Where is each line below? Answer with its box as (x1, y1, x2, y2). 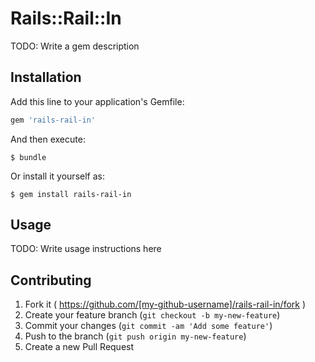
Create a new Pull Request (24, 341, 135, 353)
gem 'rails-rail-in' (10, 115, 97, 125)
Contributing (10, 272, 92, 289)
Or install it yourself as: (10, 170, 105, 182)
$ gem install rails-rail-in (10, 189, 132, 199)
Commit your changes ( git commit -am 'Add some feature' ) (24, 320, 273, 332)
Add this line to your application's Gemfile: (10, 95, 185, 107)
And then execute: (10, 133, 86, 145)
